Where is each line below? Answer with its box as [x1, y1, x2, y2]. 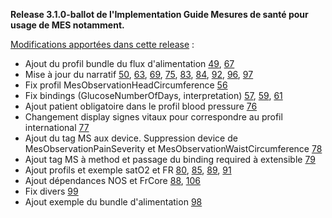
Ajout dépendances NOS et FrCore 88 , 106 [24, 175, 201, 186]
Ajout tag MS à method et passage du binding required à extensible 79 [24, 154, 316, 165]
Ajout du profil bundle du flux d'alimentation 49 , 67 [24, 58, 235, 69]
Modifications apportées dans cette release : [10, 39, 195, 50]
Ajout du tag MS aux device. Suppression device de [24, 132, 238, 144]
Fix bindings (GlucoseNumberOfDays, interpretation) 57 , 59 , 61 [24, 90, 283, 101]
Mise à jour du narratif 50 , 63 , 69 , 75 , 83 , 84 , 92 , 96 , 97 [24, 69, 254, 80]
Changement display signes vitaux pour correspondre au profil [24, 111, 283, 123]
